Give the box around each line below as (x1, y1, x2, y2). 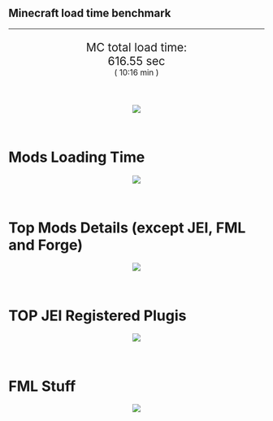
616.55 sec (107, 54, 166, 68)
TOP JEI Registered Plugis (8, 306, 187, 324)
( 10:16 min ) (114, 67, 159, 78)
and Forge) (8, 236, 84, 254)
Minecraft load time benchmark (8, 7, 171, 20)
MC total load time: (85, 40, 188, 55)
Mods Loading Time (8, 148, 145, 166)
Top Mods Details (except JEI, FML (8, 219, 246, 237)
